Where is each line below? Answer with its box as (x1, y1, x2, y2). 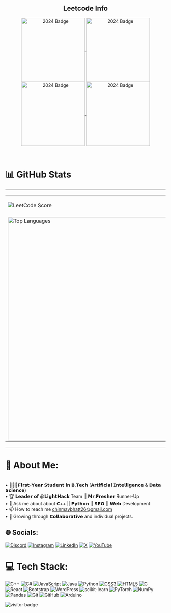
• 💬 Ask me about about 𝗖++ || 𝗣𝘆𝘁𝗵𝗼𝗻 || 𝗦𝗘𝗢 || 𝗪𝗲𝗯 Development (5, 500, 151, 506)
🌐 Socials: (5, 528, 39, 537)
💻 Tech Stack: (5, 560, 68, 572)
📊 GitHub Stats (5, 169, 72, 180)
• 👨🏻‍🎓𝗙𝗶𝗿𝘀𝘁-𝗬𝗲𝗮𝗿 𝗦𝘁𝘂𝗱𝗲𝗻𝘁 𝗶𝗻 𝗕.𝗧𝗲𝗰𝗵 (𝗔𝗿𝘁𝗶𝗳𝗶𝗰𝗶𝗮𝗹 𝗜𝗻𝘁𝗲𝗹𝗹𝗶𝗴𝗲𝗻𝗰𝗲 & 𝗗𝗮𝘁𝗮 (5, 482, 161, 488)
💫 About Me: (5, 459, 59, 471)
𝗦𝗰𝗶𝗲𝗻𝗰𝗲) (5, 487, 26, 493)
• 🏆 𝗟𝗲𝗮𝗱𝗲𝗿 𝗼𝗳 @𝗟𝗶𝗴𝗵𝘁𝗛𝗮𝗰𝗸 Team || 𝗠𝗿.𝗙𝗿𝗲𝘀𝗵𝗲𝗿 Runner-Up (5, 493, 139, 499)
